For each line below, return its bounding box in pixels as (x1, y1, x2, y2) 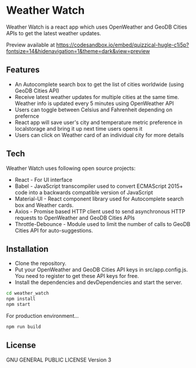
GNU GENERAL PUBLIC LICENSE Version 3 (6, 356, 112, 363)
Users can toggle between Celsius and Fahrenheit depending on (14, 106, 173, 113)
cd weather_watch (6, 290, 49, 296)
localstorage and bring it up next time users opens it (14, 125, 143, 132)
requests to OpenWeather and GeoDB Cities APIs (14, 214, 135, 221)
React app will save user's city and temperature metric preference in (14, 119, 183, 126)
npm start (6, 302, 31, 308)
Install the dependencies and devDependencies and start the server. (14, 279, 182, 286)
